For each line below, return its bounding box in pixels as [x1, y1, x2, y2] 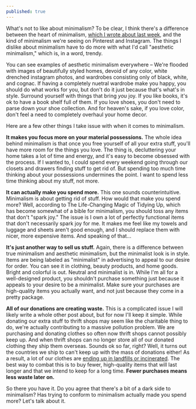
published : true [6, 8, 46, 15]
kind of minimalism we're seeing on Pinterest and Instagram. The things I [6, 37, 181, 44]
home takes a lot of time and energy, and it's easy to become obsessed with [6, 152, 190, 159]
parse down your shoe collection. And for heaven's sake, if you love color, [6, 104, 185, 111]
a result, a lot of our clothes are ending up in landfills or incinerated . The [6, 354, 180, 361]
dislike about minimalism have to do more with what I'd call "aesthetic [6, 43, 174, 50]
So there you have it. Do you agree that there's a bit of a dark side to [6, 385, 171, 392]
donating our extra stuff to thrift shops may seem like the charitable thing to [6, 317, 188, 325]
